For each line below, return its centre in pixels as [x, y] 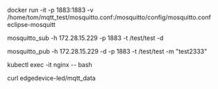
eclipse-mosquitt [31, 24]
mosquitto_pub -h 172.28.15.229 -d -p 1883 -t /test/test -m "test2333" [107, 51]
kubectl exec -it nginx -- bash [50, 65]
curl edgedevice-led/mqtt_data [51, 78]
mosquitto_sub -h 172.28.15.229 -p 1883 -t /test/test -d [85, 38]
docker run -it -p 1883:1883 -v [50, 10]
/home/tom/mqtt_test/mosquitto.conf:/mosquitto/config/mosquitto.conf [109, 17]
